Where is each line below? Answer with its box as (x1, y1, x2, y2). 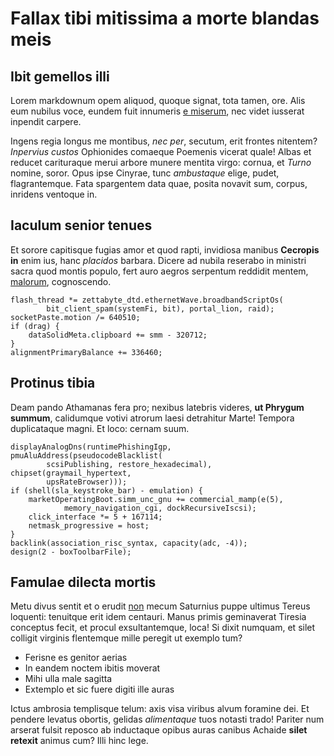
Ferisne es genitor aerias (24, 652, 128, 664)
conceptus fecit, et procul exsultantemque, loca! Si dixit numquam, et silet (10, 622, 316, 634)
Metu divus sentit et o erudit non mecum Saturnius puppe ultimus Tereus (10, 600, 311, 612)
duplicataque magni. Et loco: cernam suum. (10, 422, 190, 434)
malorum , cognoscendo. (10, 275, 112, 287)
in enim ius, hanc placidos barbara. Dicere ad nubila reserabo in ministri (10, 254, 307, 266)
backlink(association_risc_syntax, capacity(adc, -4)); (10, 538, 248, 548)
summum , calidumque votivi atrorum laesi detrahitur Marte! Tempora (10, 412, 295, 424)
